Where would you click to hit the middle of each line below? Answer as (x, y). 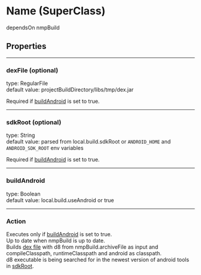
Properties (26, 46)
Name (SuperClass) (56, 11)
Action (16, 221)
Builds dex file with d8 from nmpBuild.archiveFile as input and (82, 247)
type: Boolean (23, 194)
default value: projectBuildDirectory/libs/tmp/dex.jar (70, 90)
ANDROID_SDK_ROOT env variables (45, 148)
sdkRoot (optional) (34, 122)
